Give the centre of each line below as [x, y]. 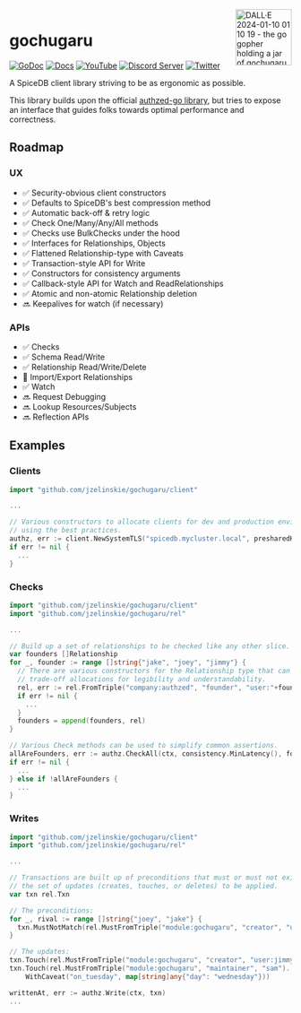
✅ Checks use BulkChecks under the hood [101, 233]
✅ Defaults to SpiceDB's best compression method [116, 203]
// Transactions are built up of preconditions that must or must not [144, 878]
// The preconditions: [52, 910]
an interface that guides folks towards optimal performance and [127, 109]
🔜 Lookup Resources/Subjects [79, 406]
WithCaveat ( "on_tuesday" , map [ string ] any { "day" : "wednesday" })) [148, 976]
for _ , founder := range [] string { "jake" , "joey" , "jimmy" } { [128, 662]
